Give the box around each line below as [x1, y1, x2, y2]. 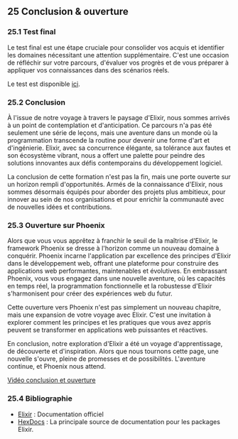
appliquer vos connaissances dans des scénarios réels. [7, 65, 170, 74]
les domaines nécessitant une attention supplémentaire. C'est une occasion [7, 50, 229, 59]
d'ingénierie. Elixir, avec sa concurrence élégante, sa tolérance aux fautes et [7, 143, 231, 152]
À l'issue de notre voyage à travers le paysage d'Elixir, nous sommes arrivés [7, 113, 230, 121]
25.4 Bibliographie [7, 394, 72, 403]
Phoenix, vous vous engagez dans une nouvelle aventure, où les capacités [7, 274, 226, 283]
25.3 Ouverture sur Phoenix [7, 220, 105, 230]
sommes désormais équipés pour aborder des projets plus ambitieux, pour [7, 188, 226, 196]
